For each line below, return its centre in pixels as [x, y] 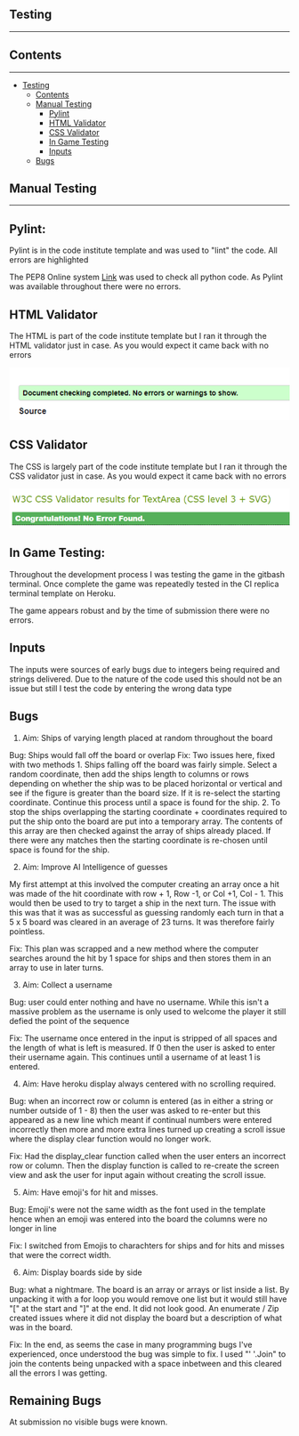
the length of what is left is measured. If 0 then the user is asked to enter [142, 1047]
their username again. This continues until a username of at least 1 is [135, 1057]
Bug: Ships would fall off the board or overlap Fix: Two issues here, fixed [142, 754]
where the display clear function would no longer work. [110, 1139]
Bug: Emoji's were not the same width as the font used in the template [137, 1209]
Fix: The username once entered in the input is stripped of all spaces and [143, 1038]
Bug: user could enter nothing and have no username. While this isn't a [139, 1002]
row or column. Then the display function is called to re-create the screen [144, 1166]
